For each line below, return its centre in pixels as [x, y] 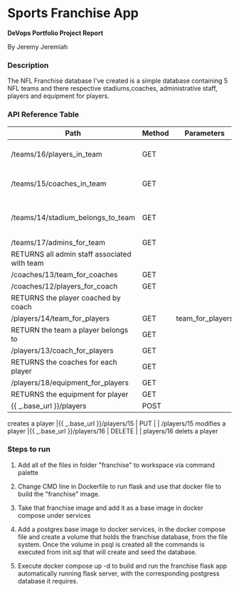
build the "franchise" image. [59, 493]
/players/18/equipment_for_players [70, 382]
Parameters [205, 133]
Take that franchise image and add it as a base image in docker [111, 508]
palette [28, 472]
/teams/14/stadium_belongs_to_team [73, 217]
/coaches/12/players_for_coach [64, 286]
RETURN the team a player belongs [70, 330]
